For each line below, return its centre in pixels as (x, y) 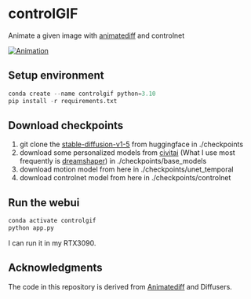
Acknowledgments (56, 268)
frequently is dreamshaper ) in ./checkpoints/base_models (113, 161)
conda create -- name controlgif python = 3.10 (82, 94)
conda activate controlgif (52, 221)
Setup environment (56, 76)
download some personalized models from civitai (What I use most (127, 153)
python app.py (31, 228)
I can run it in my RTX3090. (52, 243)
